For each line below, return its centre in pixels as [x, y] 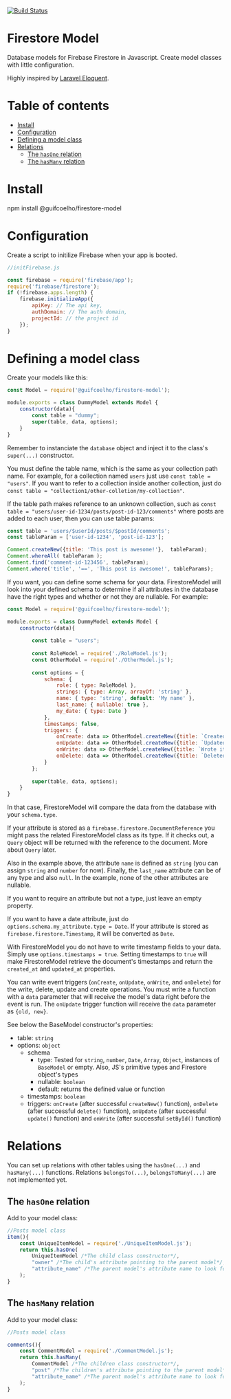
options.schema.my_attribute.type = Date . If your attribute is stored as [108, 926]
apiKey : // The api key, [67, 306]
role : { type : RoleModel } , [96, 685]
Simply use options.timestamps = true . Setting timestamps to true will [107, 954]
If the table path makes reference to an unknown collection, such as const [112, 504]
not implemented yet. [37, 1180]
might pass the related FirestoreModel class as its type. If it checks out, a [111, 835]
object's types [58, 1075]
